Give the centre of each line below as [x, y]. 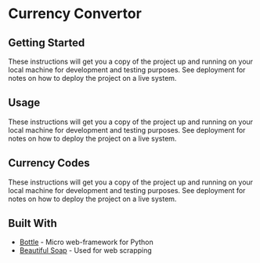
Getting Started [47, 43]
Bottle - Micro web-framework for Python [87, 242]
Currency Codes [49, 163]
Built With [32, 223]
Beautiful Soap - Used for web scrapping [86, 250]
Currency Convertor [75, 14]
